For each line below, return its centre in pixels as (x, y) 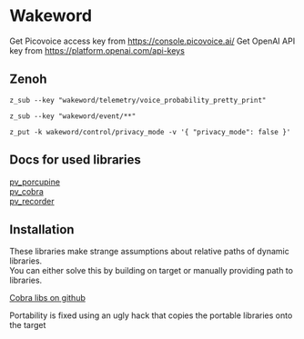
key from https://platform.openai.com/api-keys (97, 50)
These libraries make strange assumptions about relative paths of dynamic (149, 252)
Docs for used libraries (75, 160)
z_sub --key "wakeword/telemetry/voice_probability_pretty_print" (138, 100)
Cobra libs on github (48, 298)
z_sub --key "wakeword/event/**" (73, 116)
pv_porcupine (35, 182)
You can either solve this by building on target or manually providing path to (152, 271)
